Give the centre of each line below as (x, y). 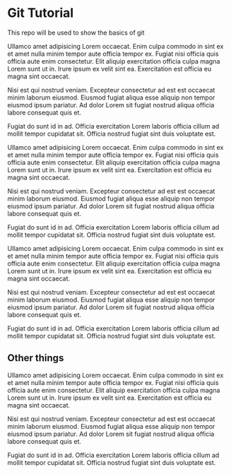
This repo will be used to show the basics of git (76, 32)
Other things (36, 358)
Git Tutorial (41, 13)
